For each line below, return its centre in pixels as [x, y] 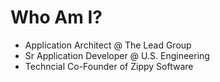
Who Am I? [56, 17]
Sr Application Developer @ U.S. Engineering [117, 55]
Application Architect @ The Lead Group [108, 45]
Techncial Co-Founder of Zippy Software [109, 66]
